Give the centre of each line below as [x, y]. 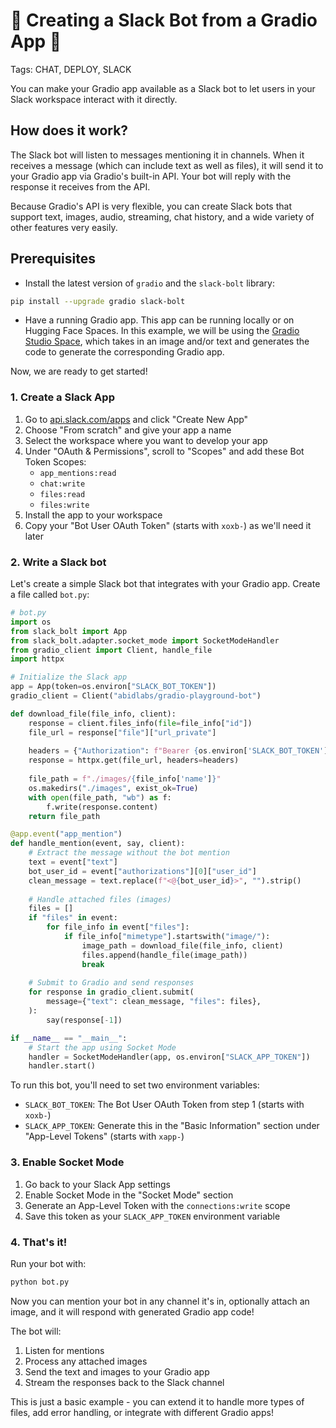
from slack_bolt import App [69, 631]
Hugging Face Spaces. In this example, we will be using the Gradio [162, 331]
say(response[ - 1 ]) [84, 1020]
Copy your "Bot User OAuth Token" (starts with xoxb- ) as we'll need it [168, 525]
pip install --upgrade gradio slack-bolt [98, 301]
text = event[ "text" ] [73, 862]
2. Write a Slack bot [58, 562]
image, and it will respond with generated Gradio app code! [132, 1311]
